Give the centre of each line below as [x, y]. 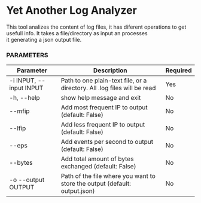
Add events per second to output [107, 142]
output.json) [78, 191]
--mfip [19, 111]
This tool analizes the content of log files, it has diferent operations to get [96, 27]
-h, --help [25, 98]
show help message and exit [101, 98]
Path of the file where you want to [108, 176]
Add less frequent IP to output [103, 125]
